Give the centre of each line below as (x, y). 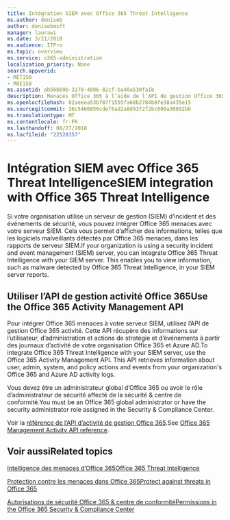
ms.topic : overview (35, 52)
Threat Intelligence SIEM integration (110, 183)
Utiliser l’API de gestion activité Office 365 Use (107, 296)
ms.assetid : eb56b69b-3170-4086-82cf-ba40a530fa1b (81, 90)
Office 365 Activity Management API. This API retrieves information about (111, 360)
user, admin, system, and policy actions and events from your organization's (115, 367)
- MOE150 (20, 84)
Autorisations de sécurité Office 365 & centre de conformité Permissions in (112, 502)
